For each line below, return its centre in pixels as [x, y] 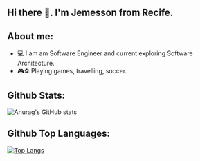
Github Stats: [36, 95]
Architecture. [36, 64]
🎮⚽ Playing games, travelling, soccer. [72, 71]
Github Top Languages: [59, 134]
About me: [30, 36]
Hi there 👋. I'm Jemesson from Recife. [90, 13]
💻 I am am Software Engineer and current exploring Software [105, 53]
